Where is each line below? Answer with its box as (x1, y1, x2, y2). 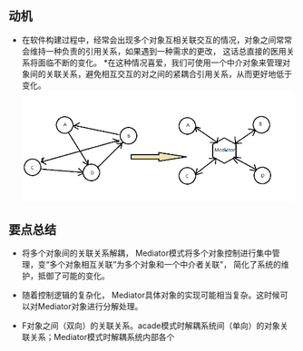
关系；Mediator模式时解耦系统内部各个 (29, 331, 175, 342)
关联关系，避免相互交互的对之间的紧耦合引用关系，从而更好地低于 (45, 68, 292, 79)
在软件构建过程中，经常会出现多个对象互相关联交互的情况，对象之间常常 (21, 34, 292, 45)
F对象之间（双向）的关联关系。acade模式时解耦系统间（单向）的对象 (21, 320, 280, 331)
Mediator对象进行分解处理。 (37, 300, 143, 311)
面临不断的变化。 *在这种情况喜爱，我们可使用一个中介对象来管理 (37, 57, 283, 68)
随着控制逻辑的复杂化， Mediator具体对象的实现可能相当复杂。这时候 (21, 289, 280, 300)
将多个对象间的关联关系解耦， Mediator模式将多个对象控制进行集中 (21, 248, 273, 258)
